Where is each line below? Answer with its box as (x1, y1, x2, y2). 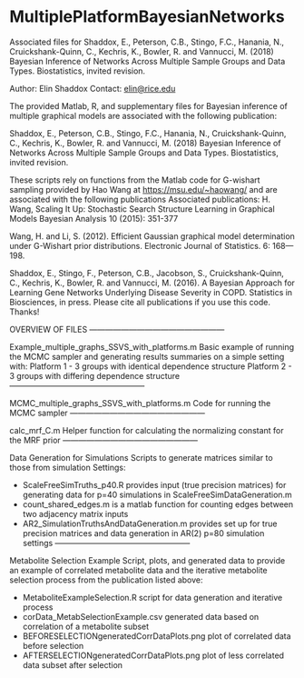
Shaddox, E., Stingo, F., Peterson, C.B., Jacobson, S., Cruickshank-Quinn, (9, 267, 284, 278)
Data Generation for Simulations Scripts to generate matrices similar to (9, 452, 274, 463)
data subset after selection (22, 659, 123, 670)
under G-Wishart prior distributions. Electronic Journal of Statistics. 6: (9, 240, 270, 251)
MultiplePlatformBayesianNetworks (9, 6, 285, 27)
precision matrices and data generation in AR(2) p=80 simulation (22, 527, 265, 538)
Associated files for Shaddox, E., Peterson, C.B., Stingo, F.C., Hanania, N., (9, 36, 284, 47)
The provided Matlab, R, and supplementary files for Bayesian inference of (9, 100, 289, 111)
